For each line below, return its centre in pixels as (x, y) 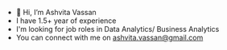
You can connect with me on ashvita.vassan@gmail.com (109, 37)
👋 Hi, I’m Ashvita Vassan (56, 12)
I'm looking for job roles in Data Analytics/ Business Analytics (118, 29)
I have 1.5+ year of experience (66, 21)
